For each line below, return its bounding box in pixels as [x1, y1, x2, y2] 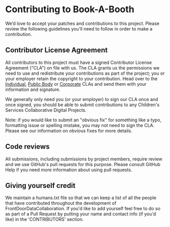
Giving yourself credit [5, 181, 76, 190]
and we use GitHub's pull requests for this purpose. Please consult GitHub [5, 161, 161, 167]
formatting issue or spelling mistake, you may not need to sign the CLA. [5, 122, 155, 128]
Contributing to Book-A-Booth [5, 4, 134, 15]
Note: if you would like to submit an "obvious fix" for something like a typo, [5, 117, 161, 123]
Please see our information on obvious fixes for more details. [5, 127, 133, 134]
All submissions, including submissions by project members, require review [5, 156, 162, 162]
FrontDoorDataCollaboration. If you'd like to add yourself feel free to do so [5, 206, 161, 212]
